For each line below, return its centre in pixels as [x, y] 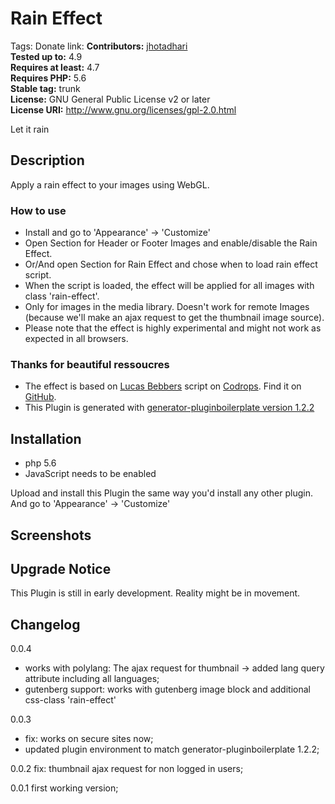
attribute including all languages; [92, 679]
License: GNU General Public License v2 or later [110, 99]
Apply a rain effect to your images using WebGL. [110, 184]
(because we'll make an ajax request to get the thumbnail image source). [174, 318]
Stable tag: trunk [45, 88]
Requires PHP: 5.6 [48, 78]
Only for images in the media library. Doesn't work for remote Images [167, 307]
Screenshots [51, 535]
